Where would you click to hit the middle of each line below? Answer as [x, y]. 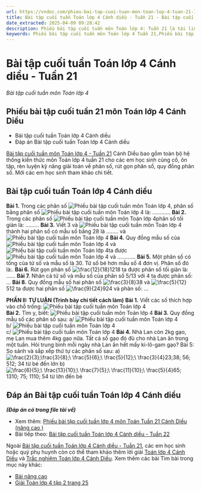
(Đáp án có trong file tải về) [41, 409]
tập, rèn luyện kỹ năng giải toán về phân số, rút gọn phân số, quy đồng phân [100, 166]
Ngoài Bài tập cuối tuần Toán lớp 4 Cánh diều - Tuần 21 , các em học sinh [96, 445]
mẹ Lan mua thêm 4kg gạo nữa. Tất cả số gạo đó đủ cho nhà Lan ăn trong [97, 338]
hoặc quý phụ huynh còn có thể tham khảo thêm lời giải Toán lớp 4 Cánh [96, 452]
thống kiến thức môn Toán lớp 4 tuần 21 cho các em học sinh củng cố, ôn [97, 160]
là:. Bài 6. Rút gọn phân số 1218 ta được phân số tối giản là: [97, 269]
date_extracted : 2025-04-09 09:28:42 [53, 23]
